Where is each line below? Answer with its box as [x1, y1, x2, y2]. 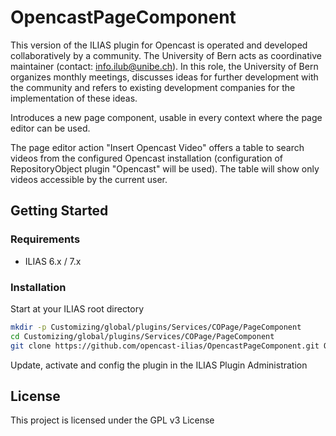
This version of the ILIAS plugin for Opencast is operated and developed [10, 39, 308, 51]
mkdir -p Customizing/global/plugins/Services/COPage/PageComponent [10, 322, 302, 332]
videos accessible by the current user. [10, 173, 168, 185]
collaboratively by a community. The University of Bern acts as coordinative [10, 49, 322, 61]
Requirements [10, 232, 81, 246]
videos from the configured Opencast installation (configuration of [10, 152, 284, 164]
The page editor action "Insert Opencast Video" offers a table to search [10, 141, 305, 153]
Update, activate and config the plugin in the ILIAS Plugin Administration [10, 359, 308, 371]
